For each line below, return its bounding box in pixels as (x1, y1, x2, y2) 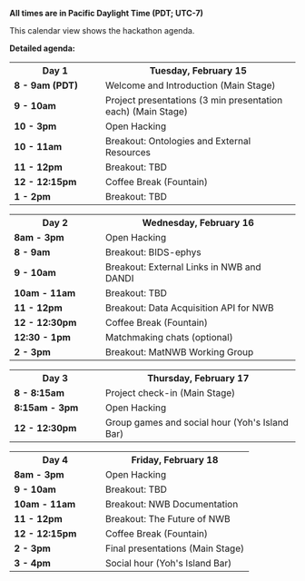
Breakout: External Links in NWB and (105, 261, 261, 273)
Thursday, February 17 (146, 372, 250, 384)
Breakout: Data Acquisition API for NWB (105, 301, 274, 314)
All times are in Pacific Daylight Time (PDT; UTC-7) (9, 8, 204, 18)
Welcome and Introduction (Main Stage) (105, 79, 276, 92)
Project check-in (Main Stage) (105, 387, 236, 399)
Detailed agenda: (9, 43, 75, 54)
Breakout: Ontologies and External (105, 135, 251, 147)
